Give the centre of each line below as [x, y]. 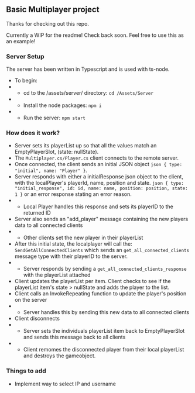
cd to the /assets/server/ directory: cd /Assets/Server [88, 93]
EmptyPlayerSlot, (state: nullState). [57, 152]
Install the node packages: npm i [62, 105]
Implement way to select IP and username [65, 384]
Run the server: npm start [54, 118]
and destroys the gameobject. [59, 356]
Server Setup [25, 56]
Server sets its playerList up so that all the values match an [85, 146]
